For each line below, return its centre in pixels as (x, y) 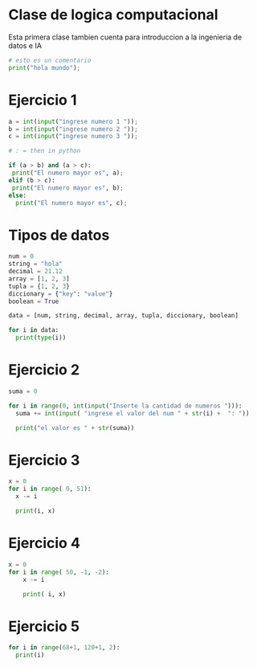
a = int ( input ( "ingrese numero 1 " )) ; (73, 121)
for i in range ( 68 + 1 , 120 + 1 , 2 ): (64, 648)
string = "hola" (35, 264)
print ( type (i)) (41, 338)
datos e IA (25, 45)
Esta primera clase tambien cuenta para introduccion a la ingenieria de (125, 37)
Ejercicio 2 (44, 370)
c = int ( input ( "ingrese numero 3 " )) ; (73, 137)
